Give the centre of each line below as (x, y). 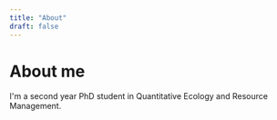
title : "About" (38, 18)
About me (47, 71)
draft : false (34, 26)
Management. (36, 106)
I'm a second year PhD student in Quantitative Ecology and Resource (139, 96)
